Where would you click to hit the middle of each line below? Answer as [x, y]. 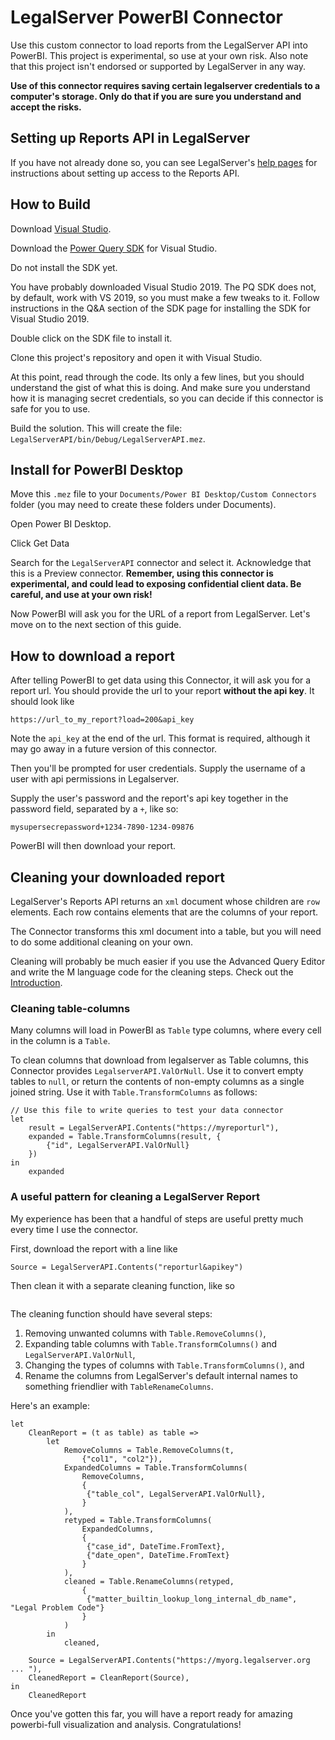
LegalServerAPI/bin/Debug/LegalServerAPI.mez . [108, 438]
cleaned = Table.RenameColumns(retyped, [149, 1581]
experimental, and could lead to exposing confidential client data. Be [156, 584]
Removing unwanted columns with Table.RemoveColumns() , [145, 1333]
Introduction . [36, 982]
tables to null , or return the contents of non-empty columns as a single [157, 1082]
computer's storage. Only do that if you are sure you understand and [156, 96]
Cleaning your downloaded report [117, 877]
